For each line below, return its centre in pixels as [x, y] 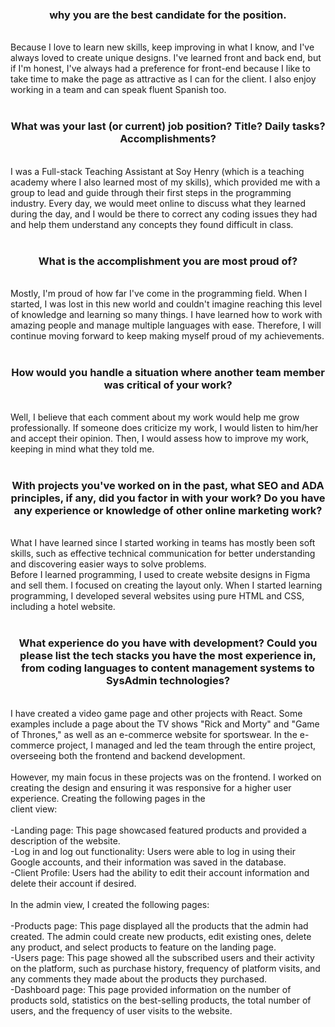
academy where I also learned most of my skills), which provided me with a [165, 182]
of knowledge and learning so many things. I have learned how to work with [166, 314]
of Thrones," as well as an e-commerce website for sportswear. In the [154, 734]
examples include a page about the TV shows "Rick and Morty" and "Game [165, 724]
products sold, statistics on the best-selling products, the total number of [161, 1000]
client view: [34, 809]
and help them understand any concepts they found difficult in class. [152, 224]
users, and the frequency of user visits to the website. [121, 1010]
